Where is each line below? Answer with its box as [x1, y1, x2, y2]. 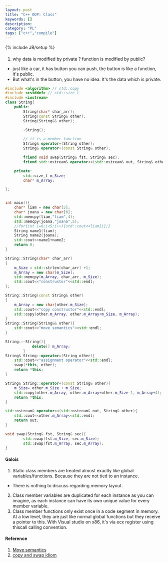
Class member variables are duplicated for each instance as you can [12, 492, 154, 498]
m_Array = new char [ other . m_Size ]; [14, 302, 88, 307]
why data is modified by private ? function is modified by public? [12, 56, 145, 62]
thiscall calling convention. [12, 524, 67, 530]
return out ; [14, 418, 39, 423]
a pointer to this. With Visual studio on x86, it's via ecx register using [12, 519, 154, 525]
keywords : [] [5, 17, 32, 22]
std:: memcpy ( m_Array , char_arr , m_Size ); [14, 274, 101, 279]
